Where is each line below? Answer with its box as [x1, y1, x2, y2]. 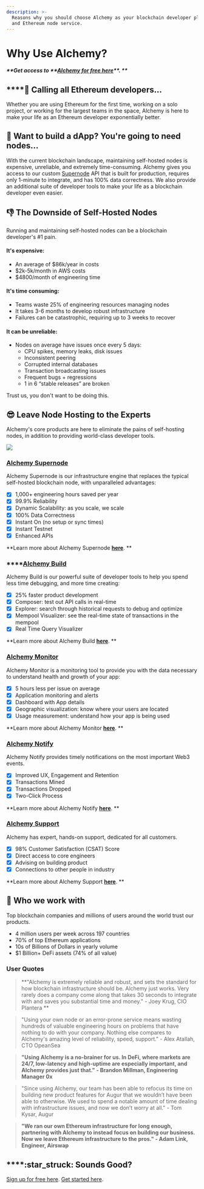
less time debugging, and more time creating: [6, 580, 120, 587]
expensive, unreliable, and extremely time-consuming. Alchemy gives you [6, 163, 191, 170]
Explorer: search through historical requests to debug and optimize [15, 605, 183, 612]
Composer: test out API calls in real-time [15, 598, 117, 606]
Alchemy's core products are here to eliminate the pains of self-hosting [6, 426, 185, 433]
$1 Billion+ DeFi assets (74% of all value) [15, 949, 117, 957]
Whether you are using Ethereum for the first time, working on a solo [6, 100, 178, 108]
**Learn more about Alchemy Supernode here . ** [6, 544, 132, 551]
